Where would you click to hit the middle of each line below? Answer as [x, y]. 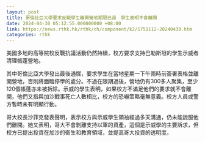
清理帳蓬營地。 [25, 61]
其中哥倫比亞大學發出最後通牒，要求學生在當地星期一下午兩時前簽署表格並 [100, 73]
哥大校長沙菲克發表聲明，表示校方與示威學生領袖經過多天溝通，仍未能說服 [100, 118]
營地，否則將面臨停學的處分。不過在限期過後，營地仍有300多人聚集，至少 [105, 81]
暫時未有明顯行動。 [35, 104]
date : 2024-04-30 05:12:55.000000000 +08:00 [64, 23]
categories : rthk [28, 35]
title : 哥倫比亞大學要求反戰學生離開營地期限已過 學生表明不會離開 [82, 18]
